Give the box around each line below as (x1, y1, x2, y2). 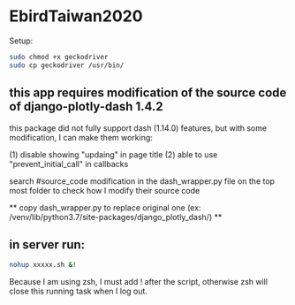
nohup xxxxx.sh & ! (9, 261, 77, 270)
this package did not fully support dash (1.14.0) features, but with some (9, 122, 268, 133)
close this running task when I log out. (9, 286, 148, 297)
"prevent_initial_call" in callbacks (9, 158, 129, 169)
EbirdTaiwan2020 (9, 6, 143, 27)
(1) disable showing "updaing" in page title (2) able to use (9, 149, 218, 160)
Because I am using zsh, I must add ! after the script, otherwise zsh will (9, 277, 268, 287)
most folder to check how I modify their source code (9, 185, 200, 195)
